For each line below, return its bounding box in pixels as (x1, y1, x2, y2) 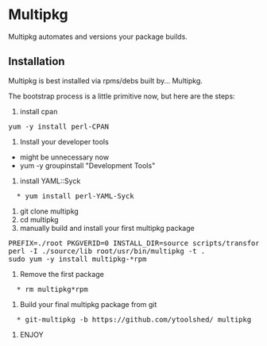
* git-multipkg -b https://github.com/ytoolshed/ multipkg (16, 315, 252, 324)
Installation (8, 55, 65, 68)
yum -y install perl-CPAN (8, 121, 110, 131)
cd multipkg (19, 214, 59, 224)
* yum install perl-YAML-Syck (16, 191, 134, 200)
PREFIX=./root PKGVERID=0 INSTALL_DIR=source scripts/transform (8, 238, 265, 248)
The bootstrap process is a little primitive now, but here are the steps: (8, 91, 236, 101)
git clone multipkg (19, 206, 79, 216)
